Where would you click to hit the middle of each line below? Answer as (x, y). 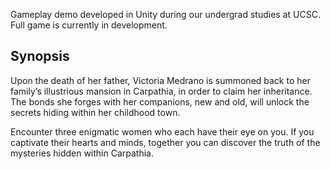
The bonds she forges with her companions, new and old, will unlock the (160, 101)
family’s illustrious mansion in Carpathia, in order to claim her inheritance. (161, 91)
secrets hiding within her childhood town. (95, 112)
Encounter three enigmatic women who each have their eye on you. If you (162, 131)
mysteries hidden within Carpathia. (82, 153)
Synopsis (40, 56)
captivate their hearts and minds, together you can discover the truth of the (165, 142)
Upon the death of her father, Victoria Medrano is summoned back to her (160, 80)
